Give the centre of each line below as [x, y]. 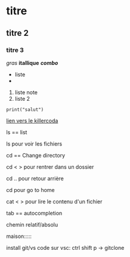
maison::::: [19, 236]
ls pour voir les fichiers [34, 144]
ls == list [17, 132]
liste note [26, 92]
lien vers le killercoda [32, 120]
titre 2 [17, 33]
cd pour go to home [30, 190]
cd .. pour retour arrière [35, 178]
